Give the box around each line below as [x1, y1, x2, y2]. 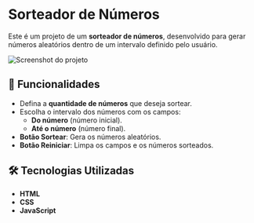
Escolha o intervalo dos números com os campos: [19, 107, 181, 116]
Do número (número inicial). [31, 115, 123, 125]
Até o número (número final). [31, 123, 126, 133]
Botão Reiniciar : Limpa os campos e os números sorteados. [19, 140, 214, 150]
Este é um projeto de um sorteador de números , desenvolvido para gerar [8, 31, 246, 41]
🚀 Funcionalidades [8, 78, 100, 91]
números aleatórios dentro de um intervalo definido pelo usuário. [8, 39, 218, 49]
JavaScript [19, 206, 56, 215]
